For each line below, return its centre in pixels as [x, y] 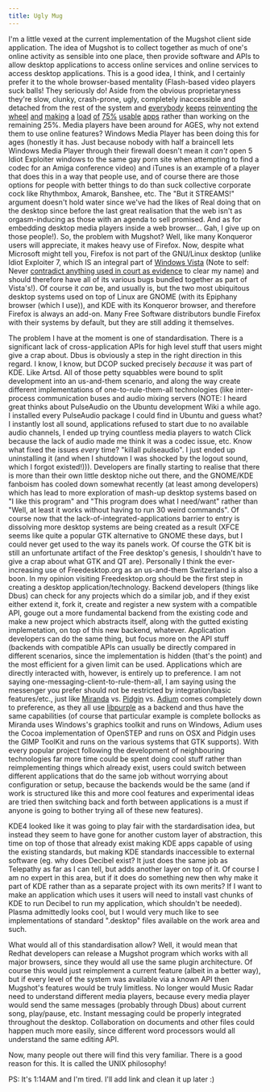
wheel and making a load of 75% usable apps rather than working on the [129, 116]
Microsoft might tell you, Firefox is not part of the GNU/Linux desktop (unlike [135, 253]
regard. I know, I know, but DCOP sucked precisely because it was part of [131, 364]
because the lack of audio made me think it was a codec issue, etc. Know [130, 441]
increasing [26, 570]
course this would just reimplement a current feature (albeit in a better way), [135, 970]
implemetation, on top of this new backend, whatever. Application [117, 630]
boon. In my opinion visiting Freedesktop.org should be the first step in [126, 578]
